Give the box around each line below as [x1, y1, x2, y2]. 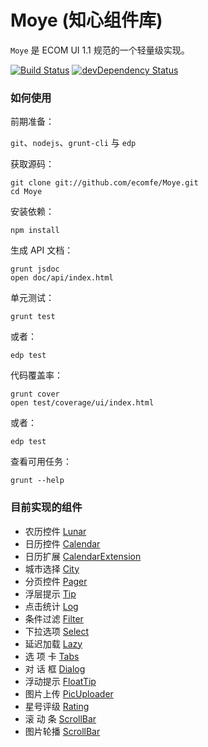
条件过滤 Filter [24, 612, 84, 625]
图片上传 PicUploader [24, 687, 114, 700]
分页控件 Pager [24, 575, 88, 587]
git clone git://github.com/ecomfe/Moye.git [10, 178, 199, 188]
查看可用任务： [10, 456, 72, 468]
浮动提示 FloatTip [24, 675, 97, 687]
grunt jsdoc [10, 264, 60, 275]
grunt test [10, 312, 56, 322]
